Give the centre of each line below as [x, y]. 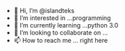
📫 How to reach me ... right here [61, 40]
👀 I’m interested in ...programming [62, 18]
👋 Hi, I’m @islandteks [44, 11]
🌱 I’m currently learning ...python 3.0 [66, 25]
